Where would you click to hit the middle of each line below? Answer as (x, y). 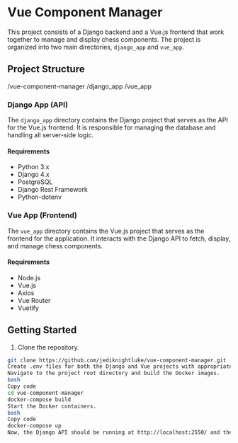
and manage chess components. (55, 246)
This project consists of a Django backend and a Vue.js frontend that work (116, 32)
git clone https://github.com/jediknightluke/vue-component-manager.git (117, 360)
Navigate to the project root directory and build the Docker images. (114, 373)
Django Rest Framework (53, 190)
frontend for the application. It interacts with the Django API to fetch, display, (119, 238)
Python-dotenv (40, 197)
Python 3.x (33, 167)
